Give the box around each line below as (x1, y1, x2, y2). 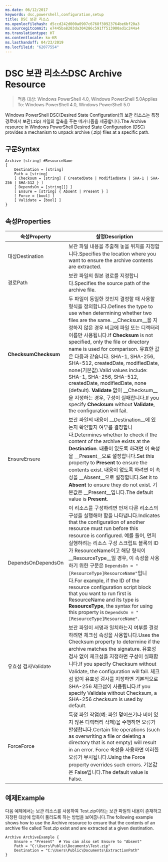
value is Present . (68, 495, 108, 502)
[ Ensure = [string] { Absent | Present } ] (14, 189, 108, 194)
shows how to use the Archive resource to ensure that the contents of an (5, 820, 155, 825)
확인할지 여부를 (79, 424, 113, 431)
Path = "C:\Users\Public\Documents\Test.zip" (14, 843, 111, 848)
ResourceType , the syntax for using (68, 603, 153, 610)
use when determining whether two (68, 310, 152, 317)
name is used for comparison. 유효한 (68, 346, 154, 353)
